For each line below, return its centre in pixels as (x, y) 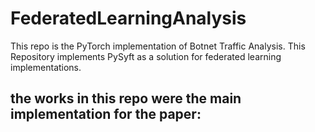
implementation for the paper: (106, 114)
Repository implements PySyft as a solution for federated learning (146, 56)
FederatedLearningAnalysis (128, 18)
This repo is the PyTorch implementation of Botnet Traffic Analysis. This (158, 46)
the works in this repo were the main (126, 98)
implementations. (46, 67)
